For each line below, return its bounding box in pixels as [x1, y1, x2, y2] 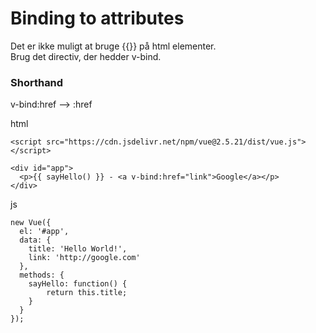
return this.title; [46, 288, 128, 298]
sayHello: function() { [28, 279, 128, 289]
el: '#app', [19, 227, 70, 237]
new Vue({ [10, 218, 52, 228]
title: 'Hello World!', [28, 244, 128, 254]
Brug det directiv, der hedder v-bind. [10, 50, 162, 62]
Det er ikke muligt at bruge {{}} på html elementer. [10, 40, 217, 52]
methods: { [19, 270, 65, 281]
